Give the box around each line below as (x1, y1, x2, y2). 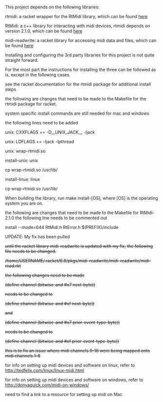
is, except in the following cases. (5, 72, 71, 77)
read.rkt (5, 263, 21, 269)
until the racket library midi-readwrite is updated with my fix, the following (5, 243, 153, 249)
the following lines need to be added (5, 120, 78, 125)
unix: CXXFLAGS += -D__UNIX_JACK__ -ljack (5, 129, 95, 135)
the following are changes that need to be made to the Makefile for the (5, 96, 146, 102)
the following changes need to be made (5, 272, 85, 278)
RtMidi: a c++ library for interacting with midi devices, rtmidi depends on (5, 23, 150, 29)
